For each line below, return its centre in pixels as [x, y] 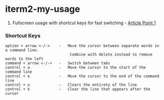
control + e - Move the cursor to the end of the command [82, 76]
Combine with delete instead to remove [111, 55]
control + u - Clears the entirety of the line [71, 85]
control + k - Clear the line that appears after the [78, 89]
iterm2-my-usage [43, 9]
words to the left [24, 59]
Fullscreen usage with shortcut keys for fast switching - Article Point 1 [84, 23]
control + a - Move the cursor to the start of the [76, 68]
